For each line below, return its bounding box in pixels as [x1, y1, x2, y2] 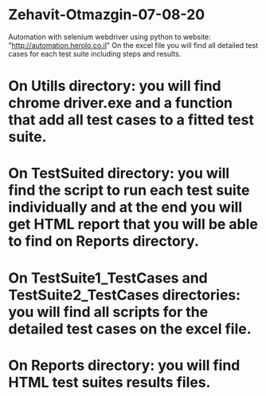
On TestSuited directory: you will [8, 164, 230, 183]
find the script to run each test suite [8, 181, 250, 200]
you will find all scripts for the [8, 303, 209, 321]
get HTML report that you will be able [8, 216, 259, 233]
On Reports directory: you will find [8, 356, 241, 374]
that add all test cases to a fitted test [8, 111, 255, 129]
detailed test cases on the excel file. [8, 319, 252, 338]
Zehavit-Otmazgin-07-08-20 [8, 6, 205, 24]
